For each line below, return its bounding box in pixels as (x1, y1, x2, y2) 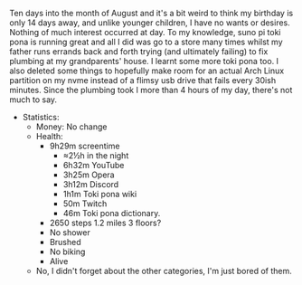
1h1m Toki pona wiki (62, 189, 137, 199)
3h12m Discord (62, 179, 119, 189)
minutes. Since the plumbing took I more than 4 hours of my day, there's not (9, 85, 293, 95)
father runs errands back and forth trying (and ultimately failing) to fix (9, 46, 269, 57)
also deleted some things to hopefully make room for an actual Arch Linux (9, 65, 285, 76)
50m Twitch (62, 198, 108, 209)
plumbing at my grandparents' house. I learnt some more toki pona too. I (9, 56, 278, 66)
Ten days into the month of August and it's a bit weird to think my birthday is (9, 8, 294, 18)
